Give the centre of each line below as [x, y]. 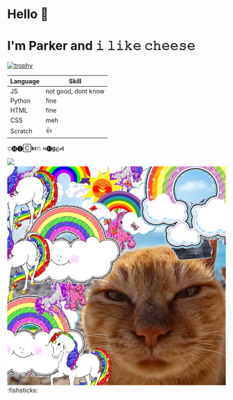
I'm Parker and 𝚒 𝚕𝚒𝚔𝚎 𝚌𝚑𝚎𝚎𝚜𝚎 [102, 46]
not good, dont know [75, 91]
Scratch [21, 131]
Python [20, 101]
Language [25, 81]
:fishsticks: [23, 390]
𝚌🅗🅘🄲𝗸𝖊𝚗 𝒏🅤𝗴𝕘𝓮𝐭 [36, 148]
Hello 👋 [28, 14]
